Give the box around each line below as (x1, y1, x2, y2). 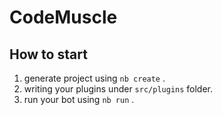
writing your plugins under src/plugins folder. (23, 83, 214, 95)
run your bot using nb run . (23, 94, 135, 105)
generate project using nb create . (23, 72, 166, 84)
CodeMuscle (9, 6, 118, 29)
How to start (9, 46, 88, 63)
